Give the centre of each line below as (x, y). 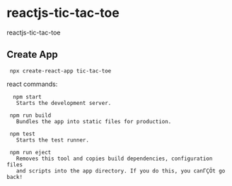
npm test (23, 134)
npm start (27, 97)
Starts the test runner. (53, 140)
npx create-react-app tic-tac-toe (60, 71)
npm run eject (30, 152)
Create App (32, 55)
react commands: (32, 84)
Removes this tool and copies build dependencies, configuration (114, 159)
